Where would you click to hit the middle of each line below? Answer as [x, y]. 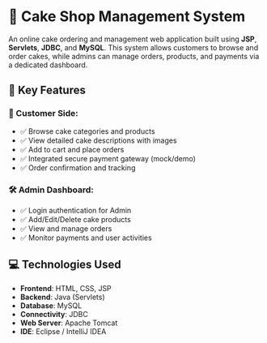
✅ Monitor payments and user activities [86, 238]
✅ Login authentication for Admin [76, 210]
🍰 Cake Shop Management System [127, 17]
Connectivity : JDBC [54, 314]
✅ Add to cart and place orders [72, 149]
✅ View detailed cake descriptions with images [98, 140]
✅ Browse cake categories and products [87, 131]
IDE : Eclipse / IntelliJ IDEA [63, 331]
